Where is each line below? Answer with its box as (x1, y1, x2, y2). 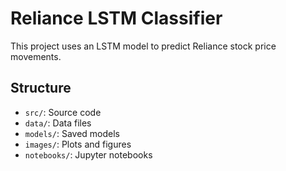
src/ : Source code (24, 106, 102, 118)
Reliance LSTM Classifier (10, 7, 223, 30)
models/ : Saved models (24, 127, 120, 139)
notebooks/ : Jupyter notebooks (24, 148, 153, 161)
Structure (10, 80, 72, 97)
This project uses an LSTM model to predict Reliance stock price (10, 40, 277, 52)
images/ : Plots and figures (24, 138, 132, 150)
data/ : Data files (24, 117, 92, 129)
